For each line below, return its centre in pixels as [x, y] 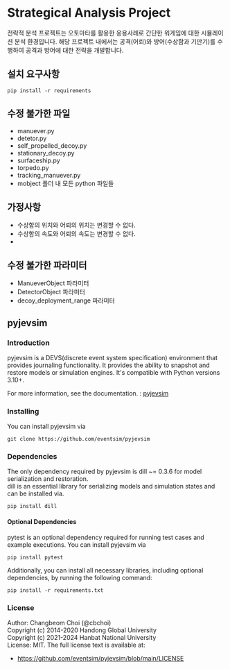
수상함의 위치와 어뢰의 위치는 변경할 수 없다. [77, 225]
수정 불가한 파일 [39, 113]
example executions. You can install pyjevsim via [77, 544]
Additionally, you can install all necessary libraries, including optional [105, 570]
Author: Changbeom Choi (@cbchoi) [59, 623]
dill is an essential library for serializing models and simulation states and [111, 486]
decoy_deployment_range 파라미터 [66, 300]
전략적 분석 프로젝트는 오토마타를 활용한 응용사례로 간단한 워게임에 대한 [103, 33]
